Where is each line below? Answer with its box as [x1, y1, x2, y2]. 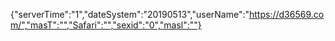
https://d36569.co [249, 9, 325, 20]
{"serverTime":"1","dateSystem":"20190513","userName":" [10, 9, 250, 20]
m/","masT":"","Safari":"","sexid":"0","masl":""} [10, 19, 202, 31]
